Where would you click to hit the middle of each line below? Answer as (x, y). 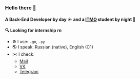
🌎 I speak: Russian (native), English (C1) (53, 47)
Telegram (29, 72)
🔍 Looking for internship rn (33, 31)
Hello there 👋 (21, 8)
